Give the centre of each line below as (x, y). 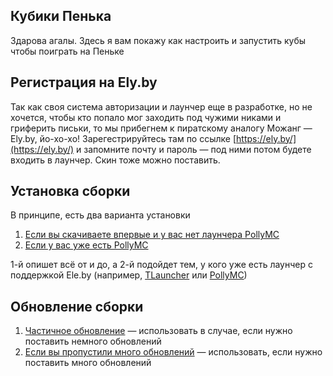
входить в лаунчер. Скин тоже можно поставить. (115, 160)
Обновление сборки (77, 306)
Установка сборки (70, 191)
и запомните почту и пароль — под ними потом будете (194, 149)
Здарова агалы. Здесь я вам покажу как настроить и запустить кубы (158, 40)
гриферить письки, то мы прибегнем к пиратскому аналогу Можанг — (161, 128)
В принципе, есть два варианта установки (100, 215)
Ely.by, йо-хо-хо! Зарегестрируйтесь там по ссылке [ (123, 138)
